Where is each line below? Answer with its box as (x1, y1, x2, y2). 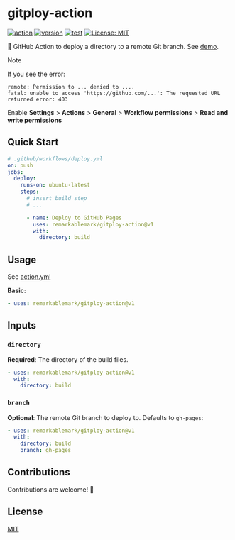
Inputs (7, 319, 37, 331)
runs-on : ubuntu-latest (20, 182, 91, 189)
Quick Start (7, 136, 59, 148)
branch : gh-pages (20, 447, 72, 454)
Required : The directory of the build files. (7, 355, 129, 363)
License (7, 506, 43, 518)
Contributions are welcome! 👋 (7, 485, 94, 494)
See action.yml (7, 272, 51, 281)
